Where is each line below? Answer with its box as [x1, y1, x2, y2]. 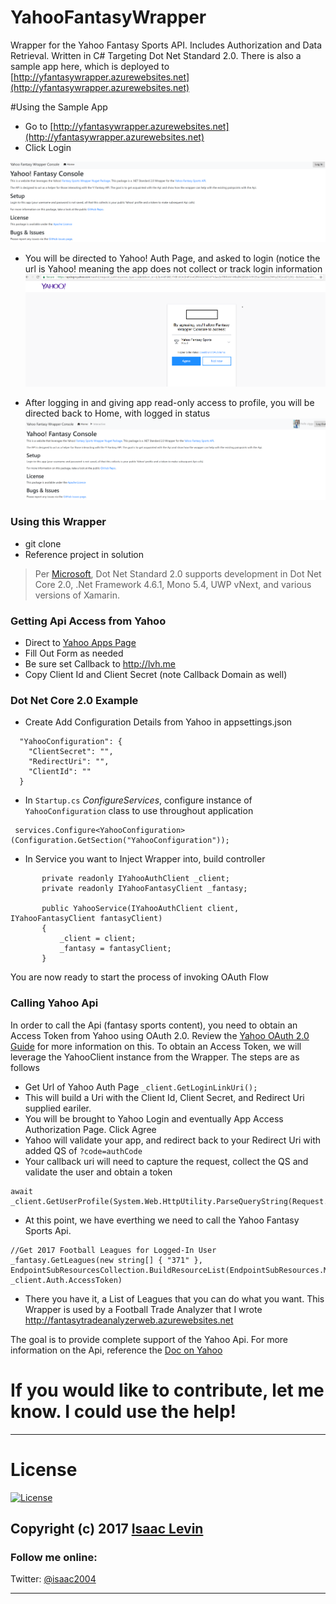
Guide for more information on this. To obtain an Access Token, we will [10, 1040, 302, 1052]
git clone [24, 537, 62, 550]
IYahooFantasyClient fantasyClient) [10, 914, 163, 924]
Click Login [24, 141, 72, 153]
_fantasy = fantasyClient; [59, 944, 172, 954]
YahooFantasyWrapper [10, 6, 207, 29]
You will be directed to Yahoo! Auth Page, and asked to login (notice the [24, 252, 321, 264]
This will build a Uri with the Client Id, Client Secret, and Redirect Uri [24, 1091, 305, 1103]
